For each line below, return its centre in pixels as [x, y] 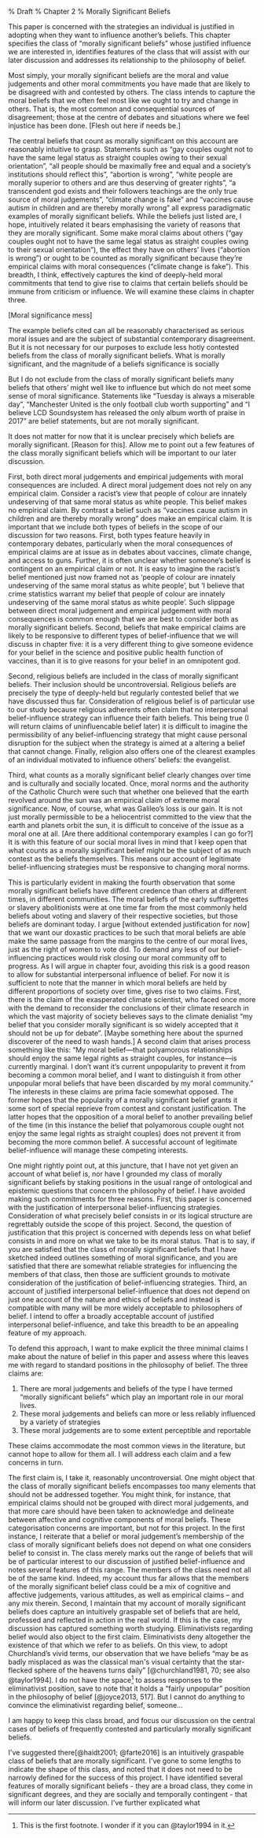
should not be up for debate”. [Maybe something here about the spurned [126, 1033]
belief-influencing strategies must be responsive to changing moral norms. [129, 867]
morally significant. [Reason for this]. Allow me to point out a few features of [132, 445]
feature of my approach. [48, 1333]
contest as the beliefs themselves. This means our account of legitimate [125, 859]
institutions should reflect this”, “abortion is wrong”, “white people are [121, 174]
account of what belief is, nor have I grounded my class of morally [115, 1174]
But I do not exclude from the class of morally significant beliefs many [121, 379]
